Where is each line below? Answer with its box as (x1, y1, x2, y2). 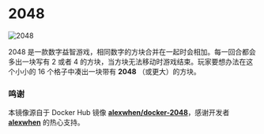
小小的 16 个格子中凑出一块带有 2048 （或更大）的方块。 (14, 66, 201, 76)
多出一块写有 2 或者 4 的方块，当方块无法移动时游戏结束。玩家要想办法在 (8, 57, 247, 66)
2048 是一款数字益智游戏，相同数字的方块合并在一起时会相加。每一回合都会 (8, 47, 257, 56)
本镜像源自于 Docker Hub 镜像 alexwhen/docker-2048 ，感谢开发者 (8, 108, 230, 117)
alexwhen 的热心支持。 (8, 117, 85, 127)
